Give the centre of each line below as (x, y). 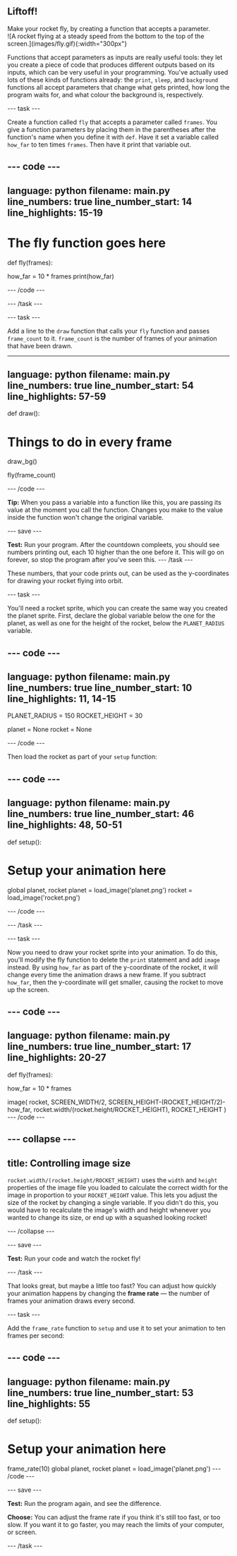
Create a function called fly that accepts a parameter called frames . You (112, 122)
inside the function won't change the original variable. (86, 517)
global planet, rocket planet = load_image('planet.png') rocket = (100, 890)
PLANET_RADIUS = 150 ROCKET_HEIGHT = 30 (75, 716)
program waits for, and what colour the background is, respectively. (105, 94)
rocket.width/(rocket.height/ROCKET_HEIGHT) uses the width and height (113, 1180)
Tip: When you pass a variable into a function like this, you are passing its (115, 503)
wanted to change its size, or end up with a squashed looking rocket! (108, 1218)
